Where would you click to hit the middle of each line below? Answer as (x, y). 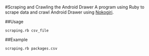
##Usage (14, 22)
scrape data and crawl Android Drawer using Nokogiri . (59, 12)
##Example (17, 39)
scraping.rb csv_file (27, 31)
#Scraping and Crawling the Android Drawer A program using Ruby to (75, 7)
